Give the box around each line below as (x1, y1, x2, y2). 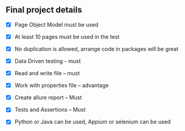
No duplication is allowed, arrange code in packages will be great (14, 45, 179, 52)
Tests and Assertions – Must (14, 106, 86, 113)
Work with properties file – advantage (14, 82, 109, 89)
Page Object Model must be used (14, 21, 99, 28)
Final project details (5, 5, 83, 15)
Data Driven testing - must (14, 58, 81, 64)
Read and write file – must (14, 70, 80, 77)
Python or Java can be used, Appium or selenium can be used (14, 118, 171, 126)
